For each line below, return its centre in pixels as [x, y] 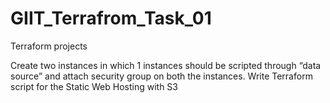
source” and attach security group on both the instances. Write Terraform [161, 76]
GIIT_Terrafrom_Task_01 [111, 18]
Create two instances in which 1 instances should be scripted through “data [166, 65]
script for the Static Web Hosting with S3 [94, 86]
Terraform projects [49, 46]
